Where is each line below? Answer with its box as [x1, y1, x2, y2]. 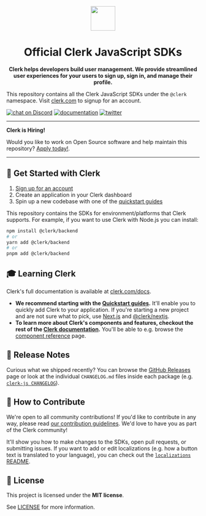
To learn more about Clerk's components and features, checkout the [15, 319, 194, 326]
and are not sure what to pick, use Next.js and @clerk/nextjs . [15, 313, 170, 320]
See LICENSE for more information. [6, 503, 95, 511]
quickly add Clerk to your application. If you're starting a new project [15, 306, 189, 313]
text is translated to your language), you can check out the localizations [6, 451, 191, 458]
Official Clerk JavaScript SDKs [23, 45, 183, 59]
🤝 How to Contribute [6, 397, 86, 408]
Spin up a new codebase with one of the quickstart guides [15, 197, 163, 205]
